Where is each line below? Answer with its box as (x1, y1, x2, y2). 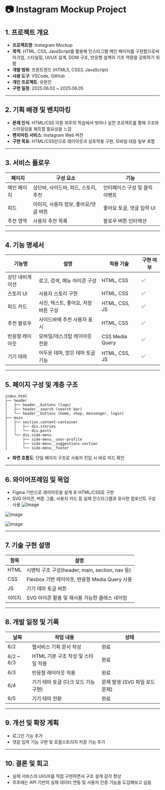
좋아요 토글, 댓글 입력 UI (103, 204, 156, 211)
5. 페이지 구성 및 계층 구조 (5, 380, 79, 389)
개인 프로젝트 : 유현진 (12, 79, 52, 85)
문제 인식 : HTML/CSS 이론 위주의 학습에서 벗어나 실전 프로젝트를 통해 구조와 (12, 119, 159, 126)
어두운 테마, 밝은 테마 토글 (38, 350, 96, 357)
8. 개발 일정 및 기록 (5, 618, 59, 626)
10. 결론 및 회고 (5, 759, 49, 767)
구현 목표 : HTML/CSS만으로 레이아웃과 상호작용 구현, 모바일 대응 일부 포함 (12, 138, 155, 144)
